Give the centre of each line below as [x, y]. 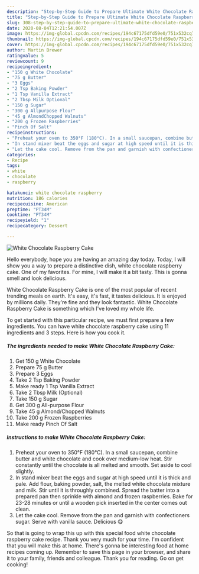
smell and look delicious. [37, 278]
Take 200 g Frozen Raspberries [53, 417]
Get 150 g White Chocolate [48, 361]
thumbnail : [20, 39]
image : [15, 34]
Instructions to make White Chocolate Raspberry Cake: [76, 437]
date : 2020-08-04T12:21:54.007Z [46, 28]
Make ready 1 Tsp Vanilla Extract [55, 386]
